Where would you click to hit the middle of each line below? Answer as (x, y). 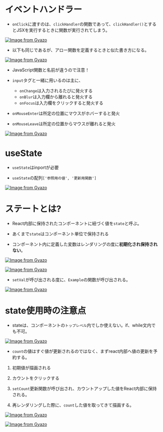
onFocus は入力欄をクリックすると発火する (61, 103)
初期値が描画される (31, 367)
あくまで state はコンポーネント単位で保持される (60, 234)
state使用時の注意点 (46, 311)
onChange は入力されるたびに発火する (56, 91)
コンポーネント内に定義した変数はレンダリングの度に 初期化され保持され (85, 244)
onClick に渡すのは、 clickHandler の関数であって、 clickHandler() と (80, 24)
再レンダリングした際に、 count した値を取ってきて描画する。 (73, 405)
